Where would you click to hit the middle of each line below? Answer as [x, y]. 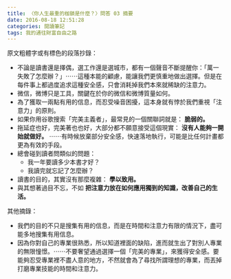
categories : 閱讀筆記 [36, 26]
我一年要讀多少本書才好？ [64, 162]
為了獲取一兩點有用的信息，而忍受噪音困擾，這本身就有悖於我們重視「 [117, 102]
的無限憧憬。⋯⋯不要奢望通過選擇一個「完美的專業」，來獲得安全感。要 [118, 252]
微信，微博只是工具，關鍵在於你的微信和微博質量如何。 [95, 93]
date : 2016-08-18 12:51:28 [46, 20]
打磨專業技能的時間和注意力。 [59, 269]
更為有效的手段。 [41, 145]
